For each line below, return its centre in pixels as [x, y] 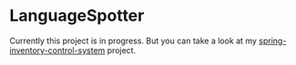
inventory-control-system [57, 50]
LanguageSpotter [77, 16]
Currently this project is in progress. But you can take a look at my [133, 41]
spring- [273, 41]
